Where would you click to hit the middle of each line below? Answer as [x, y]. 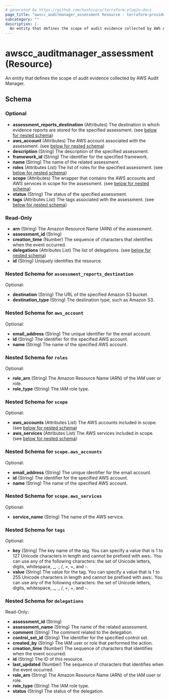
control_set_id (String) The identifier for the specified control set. [80, 638]
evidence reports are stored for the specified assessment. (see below [84, 130]
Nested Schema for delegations [45, 601]
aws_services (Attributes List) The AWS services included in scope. [83, 433]
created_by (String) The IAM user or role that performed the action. [83, 643]
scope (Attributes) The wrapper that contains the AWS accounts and [83, 178]
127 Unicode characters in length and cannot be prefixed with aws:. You [87, 556]
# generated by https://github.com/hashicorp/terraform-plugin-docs [78, 10]
